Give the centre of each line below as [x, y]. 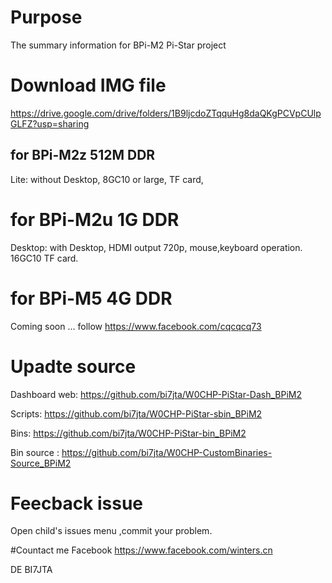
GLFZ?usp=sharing [50, 123]
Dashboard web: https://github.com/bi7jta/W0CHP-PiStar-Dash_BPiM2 [156, 394]
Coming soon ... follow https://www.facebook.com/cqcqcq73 [136, 326]
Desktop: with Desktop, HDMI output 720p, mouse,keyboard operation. [156, 247]
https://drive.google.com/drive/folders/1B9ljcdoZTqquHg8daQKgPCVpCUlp [166, 113]
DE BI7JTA [31, 570]
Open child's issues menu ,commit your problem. [111, 531]
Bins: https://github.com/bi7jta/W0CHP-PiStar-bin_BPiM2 [128, 433]
